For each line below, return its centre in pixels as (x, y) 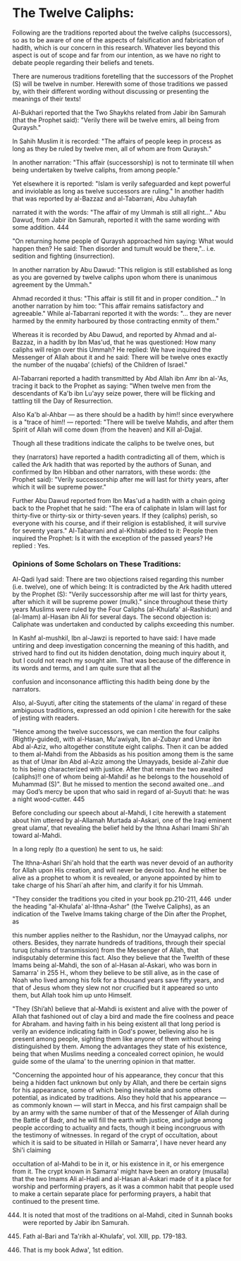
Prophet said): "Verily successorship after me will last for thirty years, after (121, 479)
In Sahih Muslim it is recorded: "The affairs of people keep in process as (117, 141)
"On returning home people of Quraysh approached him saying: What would (123, 241)
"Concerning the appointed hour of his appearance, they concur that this (118, 1075)
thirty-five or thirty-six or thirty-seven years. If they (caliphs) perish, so (115, 515)
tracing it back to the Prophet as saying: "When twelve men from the (112, 386)
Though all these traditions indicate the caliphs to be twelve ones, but (113, 443)
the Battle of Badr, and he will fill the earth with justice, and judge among (118, 1120)
